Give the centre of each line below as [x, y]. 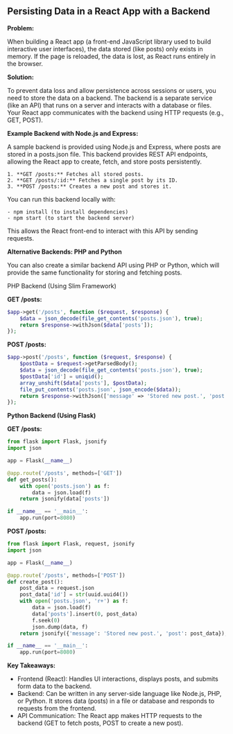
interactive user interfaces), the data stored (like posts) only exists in [105, 49]
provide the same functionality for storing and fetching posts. [95, 272]
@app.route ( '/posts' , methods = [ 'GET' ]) [65, 473]
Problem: [21, 28]
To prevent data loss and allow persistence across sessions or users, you [112, 90]
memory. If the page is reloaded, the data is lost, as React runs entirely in [112, 56]
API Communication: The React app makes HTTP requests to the [110, 716]
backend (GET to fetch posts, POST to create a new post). [100, 723]
